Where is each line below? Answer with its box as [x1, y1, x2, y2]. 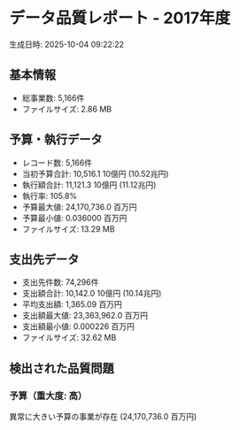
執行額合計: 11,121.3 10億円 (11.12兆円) [21, 179, 157, 190]
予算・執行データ [9, 132, 103, 147]
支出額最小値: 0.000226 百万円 [21, 321, 135, 332]
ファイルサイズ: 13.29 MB [21, 223, 115, 234]
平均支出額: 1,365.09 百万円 [21, 299, 122, 310]
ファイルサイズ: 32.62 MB [21, 333, 117, 343]
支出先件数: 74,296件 [21, 277, 99, 288]
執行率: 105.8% [21, 190, 78, 201]
